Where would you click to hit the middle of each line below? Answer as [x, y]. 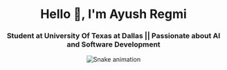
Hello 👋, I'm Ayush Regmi [113, 14]
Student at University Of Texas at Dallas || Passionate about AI [113, 36]
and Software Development [113, 44]
